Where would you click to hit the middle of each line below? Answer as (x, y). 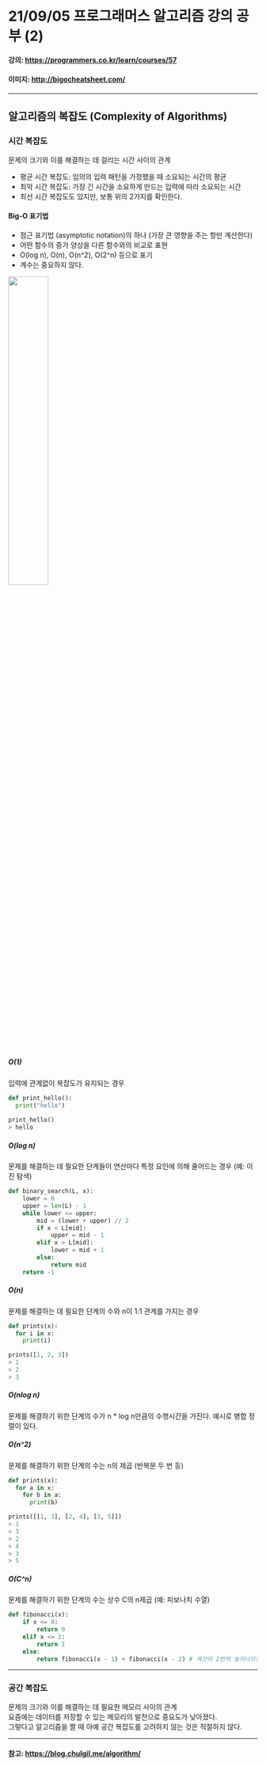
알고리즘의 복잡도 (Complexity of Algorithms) (118, 117)
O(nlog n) (24, 1395)
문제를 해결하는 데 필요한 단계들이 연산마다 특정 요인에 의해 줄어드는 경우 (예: (127, 1166)
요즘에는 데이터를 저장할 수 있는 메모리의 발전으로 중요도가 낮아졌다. (113, 1717)
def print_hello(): (40, 1098)
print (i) (37, 1341)
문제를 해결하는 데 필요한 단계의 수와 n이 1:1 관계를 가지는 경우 (104, 1311)
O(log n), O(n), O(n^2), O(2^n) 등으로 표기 (86, 255)
